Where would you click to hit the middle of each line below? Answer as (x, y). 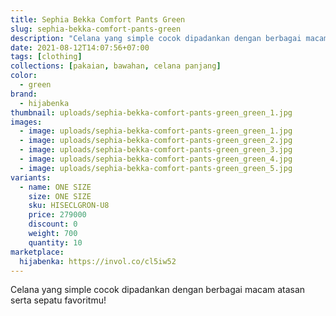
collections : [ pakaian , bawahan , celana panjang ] (116, 66)
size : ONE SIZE (60, 196)
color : (24, 76)
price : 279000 (57, 215)
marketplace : (37, 252)
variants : (31, 177)
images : (26, 122)
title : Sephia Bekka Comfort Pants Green (98, 19)
